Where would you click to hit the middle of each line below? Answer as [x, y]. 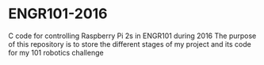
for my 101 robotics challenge [56, 52]
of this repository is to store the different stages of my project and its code [130, 44]
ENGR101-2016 [58, 14]
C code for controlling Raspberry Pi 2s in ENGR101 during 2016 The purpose [132, 36]
